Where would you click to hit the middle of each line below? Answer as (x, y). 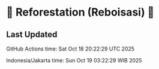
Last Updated (32, 34)
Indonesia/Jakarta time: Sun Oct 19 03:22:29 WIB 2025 (74, 60)
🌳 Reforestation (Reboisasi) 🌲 (80, 12)
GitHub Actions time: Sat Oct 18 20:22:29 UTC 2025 (70, 49)
